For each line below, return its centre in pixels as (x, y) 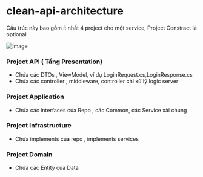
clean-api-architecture (65, 11)
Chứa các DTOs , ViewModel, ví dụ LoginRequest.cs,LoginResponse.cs (104, 75)
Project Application (35, 97)
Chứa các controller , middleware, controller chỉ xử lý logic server (97, 81)
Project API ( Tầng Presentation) (55, 62)
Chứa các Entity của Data (47, 168)
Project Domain (29, 154)
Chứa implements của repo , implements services (77, 139)
